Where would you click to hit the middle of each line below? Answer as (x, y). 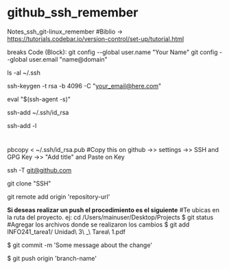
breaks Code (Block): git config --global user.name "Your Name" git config (112, 52)
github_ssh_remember (73, 13)
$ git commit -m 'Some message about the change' (80, 245)
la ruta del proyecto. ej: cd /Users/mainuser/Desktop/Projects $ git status (110, 218)
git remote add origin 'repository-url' (59, 197)
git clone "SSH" (29, 183)
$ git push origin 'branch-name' (52, 259)
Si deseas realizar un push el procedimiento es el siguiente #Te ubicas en (113, 210)
